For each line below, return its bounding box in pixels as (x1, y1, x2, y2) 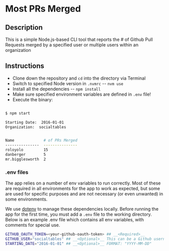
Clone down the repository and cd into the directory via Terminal (12, 75, 146, 81)
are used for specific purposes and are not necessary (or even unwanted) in (5, 191, 163, 197)
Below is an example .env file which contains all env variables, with (5, 217, 144, 223)
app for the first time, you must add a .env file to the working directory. (5, 211, 152, 217)
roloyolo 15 (5, 147, 49, 153)
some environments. (5, 196, 48, 202)
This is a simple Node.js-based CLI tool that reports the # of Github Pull (5, 36, 153, 42)
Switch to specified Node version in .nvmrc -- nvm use (12, 80, 124, 86)
